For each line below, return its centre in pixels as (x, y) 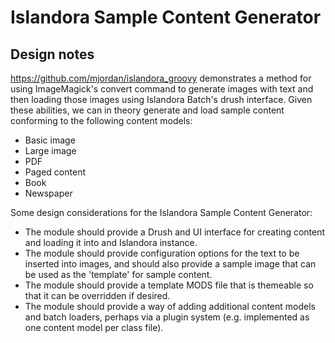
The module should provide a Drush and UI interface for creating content (175, 232)
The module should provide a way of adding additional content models (170, 306)
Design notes (52, 54)
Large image (50, 150)
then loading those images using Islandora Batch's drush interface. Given (161, 99)
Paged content (55, 172)
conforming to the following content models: (101, 120)
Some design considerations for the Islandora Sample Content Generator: (161, 212)
